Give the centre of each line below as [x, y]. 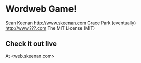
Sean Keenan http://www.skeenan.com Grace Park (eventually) [71, 23]
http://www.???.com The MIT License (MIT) [50, 28]
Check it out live [31, 44]
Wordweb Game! [41, 9]
